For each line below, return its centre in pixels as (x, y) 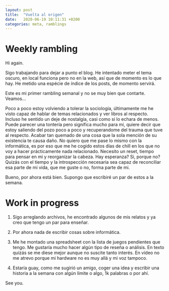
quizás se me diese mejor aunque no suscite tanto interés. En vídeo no (86, 253)
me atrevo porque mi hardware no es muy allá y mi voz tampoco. (80, 258)
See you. (14, 283)
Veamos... (16, 99)
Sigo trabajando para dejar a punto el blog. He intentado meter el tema (78, 73)
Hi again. (14, 63)
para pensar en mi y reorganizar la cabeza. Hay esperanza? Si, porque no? (83, 157)
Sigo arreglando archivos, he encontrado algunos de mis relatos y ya (84, 217)
